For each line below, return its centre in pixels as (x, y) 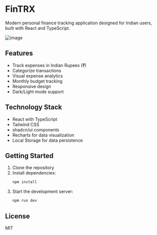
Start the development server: (43, 191)
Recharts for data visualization (43, 135)
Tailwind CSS (26, 124)
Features (19, 53)
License (18, 216)
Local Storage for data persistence (47, 140)
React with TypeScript (35, 119)
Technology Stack (34, 107)
